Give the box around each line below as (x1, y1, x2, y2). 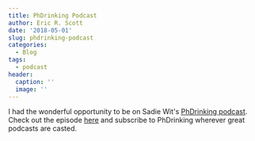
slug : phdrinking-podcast (8, 33, 93, 42)
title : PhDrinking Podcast (8, 11, 97, 20)
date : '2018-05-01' (8, 26, 73, 34)
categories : (8, 41, 48, 49)
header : (8, 70, 34, 78)
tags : (8, 56, 26, 64)
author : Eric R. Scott (8, 19, 83, 27)
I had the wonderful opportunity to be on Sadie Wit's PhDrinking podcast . (8, 107, 248, 116)
